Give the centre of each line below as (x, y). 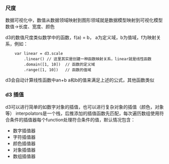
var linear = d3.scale (39, 54)
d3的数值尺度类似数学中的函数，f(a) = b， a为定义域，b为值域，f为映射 (81, 37)
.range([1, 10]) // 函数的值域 (58, 70)
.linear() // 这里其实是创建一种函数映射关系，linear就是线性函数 (88, 59)
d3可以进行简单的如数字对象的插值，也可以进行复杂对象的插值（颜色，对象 (85, 107)
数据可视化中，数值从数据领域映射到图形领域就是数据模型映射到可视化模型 (84, 20)
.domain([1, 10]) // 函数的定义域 (59, 65)
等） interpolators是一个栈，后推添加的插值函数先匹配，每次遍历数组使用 (82, 113)
